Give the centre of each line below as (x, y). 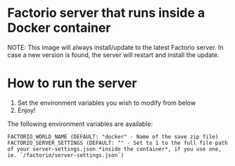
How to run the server (72, 83)
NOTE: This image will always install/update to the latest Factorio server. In (115, 47)
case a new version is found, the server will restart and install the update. (113, 55)
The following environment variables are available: (80, 124)
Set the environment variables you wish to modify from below (107, 103)
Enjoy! (26, 110)
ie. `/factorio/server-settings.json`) (66, 155)
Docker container (59, 28)
